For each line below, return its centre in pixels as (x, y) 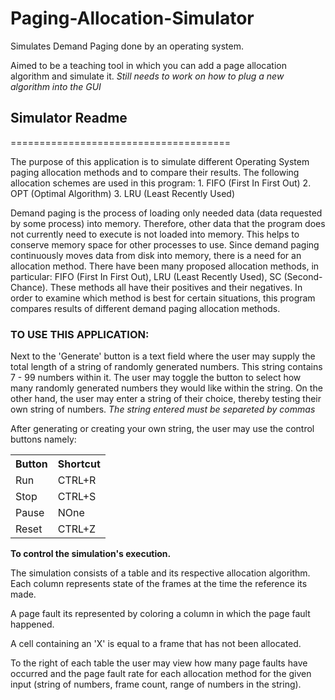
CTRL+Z (77, 529)
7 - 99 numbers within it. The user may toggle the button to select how (156, 378)
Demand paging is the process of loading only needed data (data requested (166, 213)
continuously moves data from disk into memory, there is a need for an (156, 255)
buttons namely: (43, 439)
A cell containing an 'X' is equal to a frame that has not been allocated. (156, 644)
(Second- (303, 276)
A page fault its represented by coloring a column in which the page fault (160, 614)
